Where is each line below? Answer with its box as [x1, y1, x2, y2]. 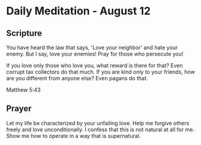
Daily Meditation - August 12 [6, 4, 151, 18]
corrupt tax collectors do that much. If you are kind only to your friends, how [6, 68, 195, 75]
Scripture [6, 28, 42, 38]
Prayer [6, 104, 32, 114]
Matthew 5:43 [6, 86, 41, 93]
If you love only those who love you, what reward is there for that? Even [6, 62, 183, 69]
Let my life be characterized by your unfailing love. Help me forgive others [6, 119, 190, 126]
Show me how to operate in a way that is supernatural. [6, 132, 141, 139]
